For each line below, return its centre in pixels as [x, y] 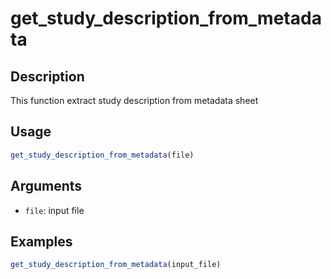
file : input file [54, 210]
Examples [41, 241]
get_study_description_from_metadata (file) [102, 155]
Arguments [46, 186]
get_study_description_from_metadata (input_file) [116, 265]
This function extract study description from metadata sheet [134, 100]
